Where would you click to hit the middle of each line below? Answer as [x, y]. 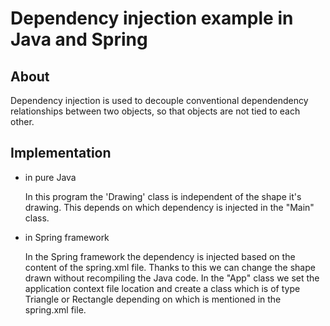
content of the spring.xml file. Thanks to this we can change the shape [170, 267]
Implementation [61, 153]
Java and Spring [79, 39]
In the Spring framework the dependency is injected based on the [160, 256]
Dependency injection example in [152, 18]
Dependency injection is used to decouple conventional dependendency [159, 100]
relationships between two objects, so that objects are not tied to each [155, 111]
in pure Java [50, 177]
